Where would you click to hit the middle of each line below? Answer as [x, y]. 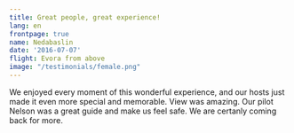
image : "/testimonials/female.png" [75, 67]
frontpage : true [39, 34]
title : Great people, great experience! [85, 17]
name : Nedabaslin [41, 42]
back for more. [36, 120]
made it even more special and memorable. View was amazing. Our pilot [141, 101]
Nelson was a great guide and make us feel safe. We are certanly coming [143, 111]
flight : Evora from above [57, 59]
